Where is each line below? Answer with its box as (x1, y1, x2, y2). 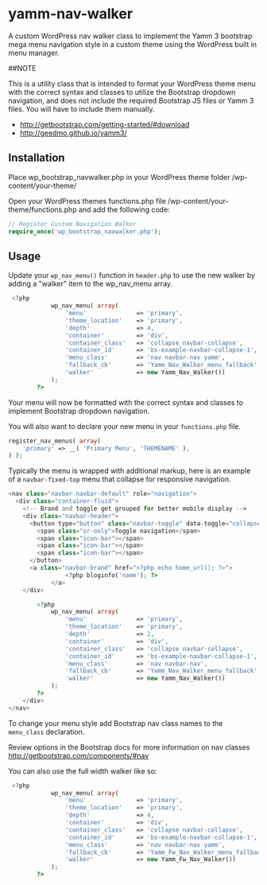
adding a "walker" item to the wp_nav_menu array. (8, 279, 173, 289)
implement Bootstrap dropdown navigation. (8, 406, 150, 415)
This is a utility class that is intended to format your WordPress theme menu (8, 79, 256, 88)
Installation (8, 151, 65, 165)
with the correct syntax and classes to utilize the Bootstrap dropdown (8, 87, 236, 96)
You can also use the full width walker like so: (8, 766, 157, 776)
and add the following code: (78, 205, 171, 214)
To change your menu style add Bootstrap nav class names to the (8, 718, 223, 728)
